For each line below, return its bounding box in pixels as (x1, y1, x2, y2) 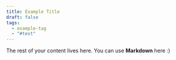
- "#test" (11, 31, 36, 37)
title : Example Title (6, 8, 60, 15)
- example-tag (11, 25, 47, 31)
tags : (6, 20, 20, 26)
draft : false (6, 14, 39, 20)
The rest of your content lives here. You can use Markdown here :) (6, 47, 171, 54)
